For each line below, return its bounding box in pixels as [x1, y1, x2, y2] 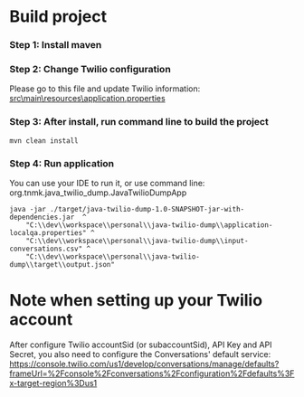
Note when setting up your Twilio [9, 290, 263, 311]
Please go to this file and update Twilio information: [9, 83, 201, 94]
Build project [9, 6, 107, 27]
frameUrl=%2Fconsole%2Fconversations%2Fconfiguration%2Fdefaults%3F [9, 368, 295, 379]
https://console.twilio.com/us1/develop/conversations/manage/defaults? [9, 358, 280, 369]
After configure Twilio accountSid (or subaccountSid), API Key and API [9, 339, 272, 350]
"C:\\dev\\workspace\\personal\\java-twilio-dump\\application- [25, 221, 273, 230]
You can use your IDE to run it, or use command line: [9, 178, 205, 188]
